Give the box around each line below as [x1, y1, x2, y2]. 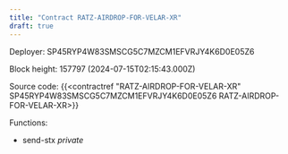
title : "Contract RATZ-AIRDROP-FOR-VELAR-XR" [9, 13, 182, 22]
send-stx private [21, 134, 84, 145]
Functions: [9, 117, 48, 128]
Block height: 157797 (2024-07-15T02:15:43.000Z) [9, 64, 196, 74]
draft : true [9, 21, 54, 30]
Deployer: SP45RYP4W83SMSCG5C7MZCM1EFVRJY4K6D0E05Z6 [9, 46, 255, 56]
